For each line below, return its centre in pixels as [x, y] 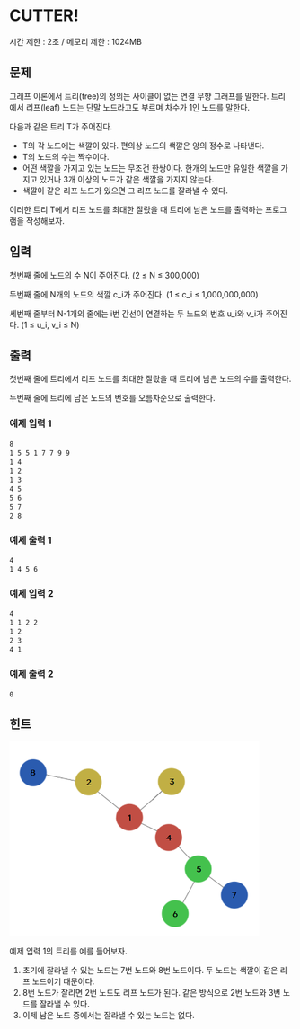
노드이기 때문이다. [63, 981]
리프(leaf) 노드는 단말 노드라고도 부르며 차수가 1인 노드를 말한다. [137, 107]
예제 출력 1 [31, 540]
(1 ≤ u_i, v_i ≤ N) [50, 324]
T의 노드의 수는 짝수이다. [66, 156]
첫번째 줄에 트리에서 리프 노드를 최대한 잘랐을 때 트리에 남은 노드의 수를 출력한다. [150, 379]
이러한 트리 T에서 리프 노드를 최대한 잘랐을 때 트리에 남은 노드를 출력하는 [136, 209]
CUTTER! [44, 16]
